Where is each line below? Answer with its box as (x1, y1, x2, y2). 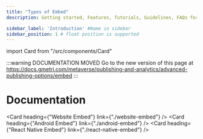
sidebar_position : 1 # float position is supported (6, 31, 139, 37)
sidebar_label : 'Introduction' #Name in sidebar (6, 25, 131, 31)
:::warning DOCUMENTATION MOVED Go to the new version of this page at (6, 59, 194, 66)
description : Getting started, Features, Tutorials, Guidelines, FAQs (6, 15, 188, 21)
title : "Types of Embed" (6, 8, 69, 15)
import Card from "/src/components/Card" (6, 48, 112, 55)
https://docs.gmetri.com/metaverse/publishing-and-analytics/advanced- (6, 66, 188, 73)
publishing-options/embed (6, 72, 72, 79)
